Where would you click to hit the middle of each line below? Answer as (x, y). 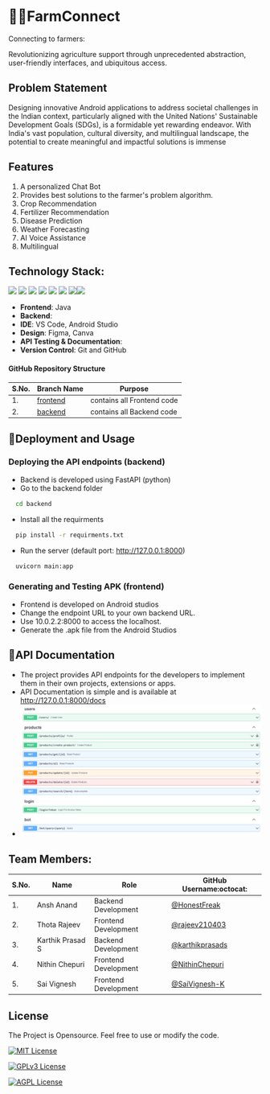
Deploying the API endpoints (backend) (87, 462)
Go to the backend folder (61, 488)
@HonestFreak (196, 905)
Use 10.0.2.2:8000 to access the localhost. (91, 621)
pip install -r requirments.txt (70, 535)
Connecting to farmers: (47, 39)
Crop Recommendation (58, 204)
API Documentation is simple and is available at (98, 692)
